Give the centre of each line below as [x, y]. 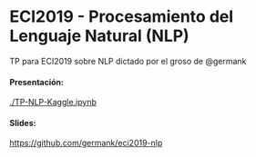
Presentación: [36, 82]
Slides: [23, 123]
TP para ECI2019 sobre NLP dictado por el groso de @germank [128, 61]
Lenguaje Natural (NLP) [99, 36]
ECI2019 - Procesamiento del [122, 17]
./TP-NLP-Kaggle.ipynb [53, 103]
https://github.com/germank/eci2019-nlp [86, 143]
